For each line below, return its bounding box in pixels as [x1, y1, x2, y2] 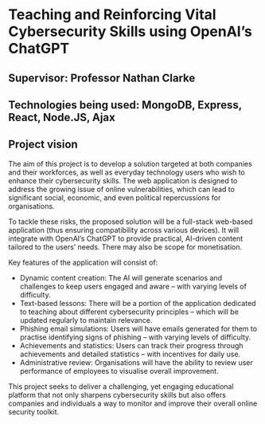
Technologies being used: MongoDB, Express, [8, 98, 243, 112]
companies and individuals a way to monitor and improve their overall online [8, 398, 258, 408]
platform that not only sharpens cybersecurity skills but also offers [8, 390, 227, 399]
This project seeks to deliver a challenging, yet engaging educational [8, 381, 234, 391]
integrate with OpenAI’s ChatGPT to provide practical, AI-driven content [8, 234, 244, 243]
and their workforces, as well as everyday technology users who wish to [8, 167, 245, 177]
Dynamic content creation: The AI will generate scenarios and [19, 273, 223, 282]
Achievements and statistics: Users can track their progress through [19, 340, 244, 350]
